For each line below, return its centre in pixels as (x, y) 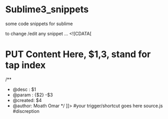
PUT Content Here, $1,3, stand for (78, 54)
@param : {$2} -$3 (33, 95)
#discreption (26, 111)
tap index (26, 65)
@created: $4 (27, 100)
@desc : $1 (25, 89)
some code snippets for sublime (39, 24)
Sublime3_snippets (47, 9)
